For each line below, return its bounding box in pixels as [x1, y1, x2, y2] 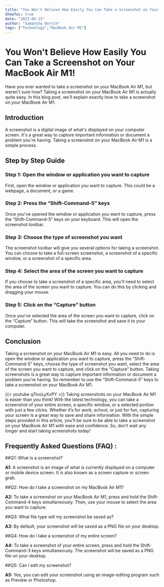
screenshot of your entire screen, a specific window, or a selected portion [5, 401, 154, 408]
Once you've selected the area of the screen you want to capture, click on [5, 312, 155, 318]
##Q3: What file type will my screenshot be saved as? [5, 514, 114, 520]
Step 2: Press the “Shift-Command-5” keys [5, 200, 110, 207]
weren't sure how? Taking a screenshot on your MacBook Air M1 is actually [5, 89, 157, 95]
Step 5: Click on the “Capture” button [5, 302, 96, 308]
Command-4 [5, 499, 31, 505]
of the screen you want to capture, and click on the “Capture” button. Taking [5, 366, 159, 372]
